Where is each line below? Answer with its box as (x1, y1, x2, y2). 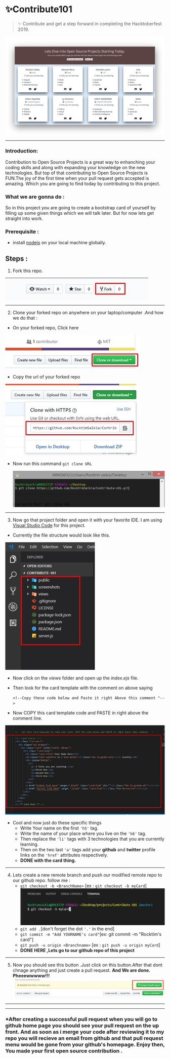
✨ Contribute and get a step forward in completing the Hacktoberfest (17, 20, 162, 26)
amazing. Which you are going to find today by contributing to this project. (5, 180, 160, 186)
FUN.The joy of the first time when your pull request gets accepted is (5, 175, 149, 181)
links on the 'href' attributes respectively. (20, 852, 108, 858)
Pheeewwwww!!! (12, 973, 50, 979)
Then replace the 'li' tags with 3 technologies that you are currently (20, 836, 164, 842)
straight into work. (5, 215, 44, 221)
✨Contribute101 (5, 4, 72, 15)
